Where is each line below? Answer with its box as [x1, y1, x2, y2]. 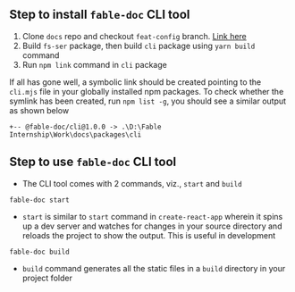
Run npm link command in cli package [21, 59, 167, 70]
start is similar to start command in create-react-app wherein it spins [21, 211, 283, 221]
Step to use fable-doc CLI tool [9, 154, 177, 170]
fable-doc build [9, 247, 70, 256]
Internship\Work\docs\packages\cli [9, 129, 142, 139]
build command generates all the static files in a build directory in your [21, 263, 286, 273]
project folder [21, 272, 73, 283]
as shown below [9, 104, 70, 115]
